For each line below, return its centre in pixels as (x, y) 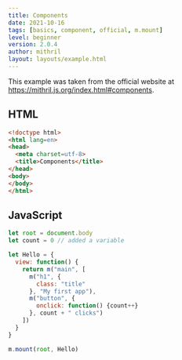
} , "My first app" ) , (62, 291)
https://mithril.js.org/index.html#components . (81, 89)
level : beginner (35, 37)
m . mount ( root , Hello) (44, 349)
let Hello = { (31, 255)
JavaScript (35, 215)
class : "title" (61, 284)
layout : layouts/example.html (58, 60)
